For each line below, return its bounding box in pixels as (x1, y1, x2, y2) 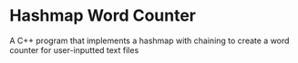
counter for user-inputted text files (9, 44, 139, 55)
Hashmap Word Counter (9, 5, 197, 26)
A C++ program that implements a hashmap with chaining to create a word (9, 35, 290, 46)
